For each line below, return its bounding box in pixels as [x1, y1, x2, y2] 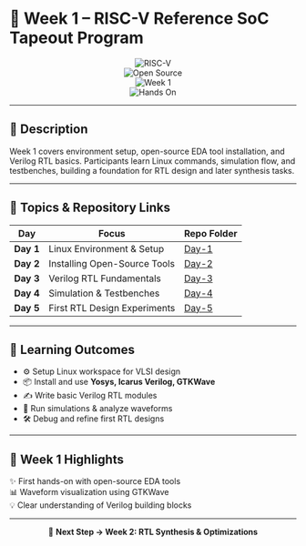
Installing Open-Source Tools [48, 257, 176, 269]
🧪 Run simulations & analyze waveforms [22, 403, 173, 414]
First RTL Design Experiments [48, 301, 176, 314]
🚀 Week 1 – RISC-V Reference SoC [9, 8, 270, 29]
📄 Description [9, 122, 88, 137]
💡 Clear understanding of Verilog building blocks [9, 500, 192, 511]
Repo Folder [183, 227, 238, 239]
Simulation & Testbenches [48, 287, 160, 299]
